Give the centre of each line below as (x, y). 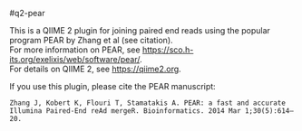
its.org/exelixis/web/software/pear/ (75, 59)
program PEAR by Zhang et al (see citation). (92, 40)
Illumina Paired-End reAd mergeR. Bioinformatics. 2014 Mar (126, 111)
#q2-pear (27, 13)
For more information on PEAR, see (75, 50)
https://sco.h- (168, 50)
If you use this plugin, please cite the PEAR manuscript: (112, 86)
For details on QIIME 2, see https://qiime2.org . (95, 69)
